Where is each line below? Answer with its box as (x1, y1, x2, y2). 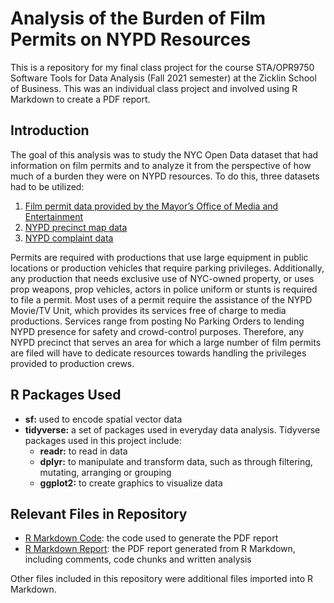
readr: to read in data (39, 445, 128, 457)
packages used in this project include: (24, 434, 182, 446)
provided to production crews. (10, 357, 135, 369)
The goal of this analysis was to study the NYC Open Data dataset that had (10, 148, 319, 161)
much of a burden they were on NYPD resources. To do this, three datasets (10, 170, 320, 182)
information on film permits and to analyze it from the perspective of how (10, 159, 312, 171)
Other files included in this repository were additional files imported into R (10, 573, 314, 585)
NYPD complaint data (24, 232, 114, 244)
